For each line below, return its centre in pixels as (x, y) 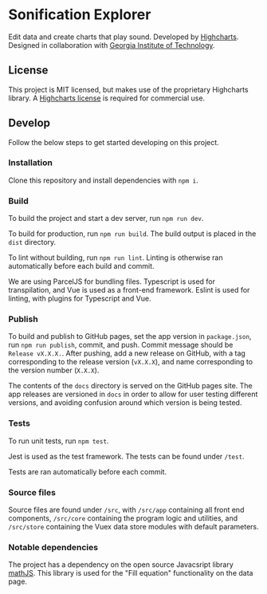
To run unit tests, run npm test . (59, 441)
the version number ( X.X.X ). (54, 370)
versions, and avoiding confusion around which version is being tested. (125, 403)
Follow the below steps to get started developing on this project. (114, 142)
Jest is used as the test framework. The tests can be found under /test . (126, 456)
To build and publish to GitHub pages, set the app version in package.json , (130, 336)
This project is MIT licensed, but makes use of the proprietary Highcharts (128, 89)
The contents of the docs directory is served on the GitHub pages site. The (130, 386)
